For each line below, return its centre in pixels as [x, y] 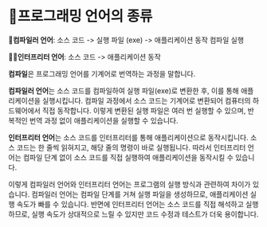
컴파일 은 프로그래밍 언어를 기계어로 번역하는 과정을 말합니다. [102, 73]
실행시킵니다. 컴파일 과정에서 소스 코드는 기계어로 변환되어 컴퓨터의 [147, 100]
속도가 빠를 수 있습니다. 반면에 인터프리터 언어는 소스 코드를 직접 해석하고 [130, 204]
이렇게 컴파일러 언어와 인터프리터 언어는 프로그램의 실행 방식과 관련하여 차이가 [130, 184]
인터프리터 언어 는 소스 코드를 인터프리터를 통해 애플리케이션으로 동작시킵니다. [128, 137]
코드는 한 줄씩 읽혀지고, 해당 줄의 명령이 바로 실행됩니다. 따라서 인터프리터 [131, 147]
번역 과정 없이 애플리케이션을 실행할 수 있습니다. [104, 120]
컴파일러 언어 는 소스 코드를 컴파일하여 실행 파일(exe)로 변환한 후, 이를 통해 [124, 90]
